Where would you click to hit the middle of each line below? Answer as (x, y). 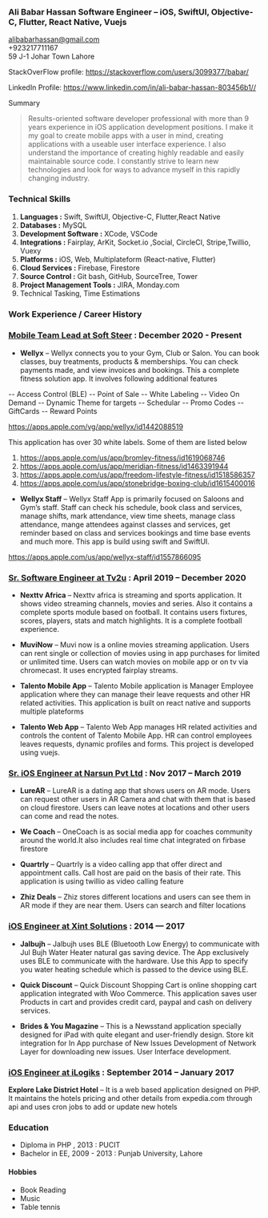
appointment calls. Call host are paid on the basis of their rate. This (130, 873)
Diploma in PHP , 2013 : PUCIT (70, 1145)
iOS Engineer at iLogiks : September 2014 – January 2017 (121, 1072)
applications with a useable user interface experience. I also (127, 144)
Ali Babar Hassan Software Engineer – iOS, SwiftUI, (109, 12)
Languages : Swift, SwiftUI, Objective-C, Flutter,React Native (120, 216)
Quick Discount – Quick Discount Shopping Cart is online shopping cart (138, 985)
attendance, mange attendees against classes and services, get (125, 524)
